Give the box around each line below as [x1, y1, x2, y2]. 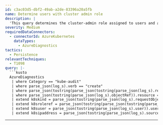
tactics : [5, 47, 23, 52]
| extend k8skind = [11, 97, 51, 102]
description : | [5, 16, 36, 21]
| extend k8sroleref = [11, 102, 57, 107]
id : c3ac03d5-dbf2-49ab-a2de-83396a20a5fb [5, 7, 92, 12]
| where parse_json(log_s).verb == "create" [11, 83, 103, 89]
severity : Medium [5, 25, 40, 30]
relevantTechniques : [5, 57, 47, 62]
